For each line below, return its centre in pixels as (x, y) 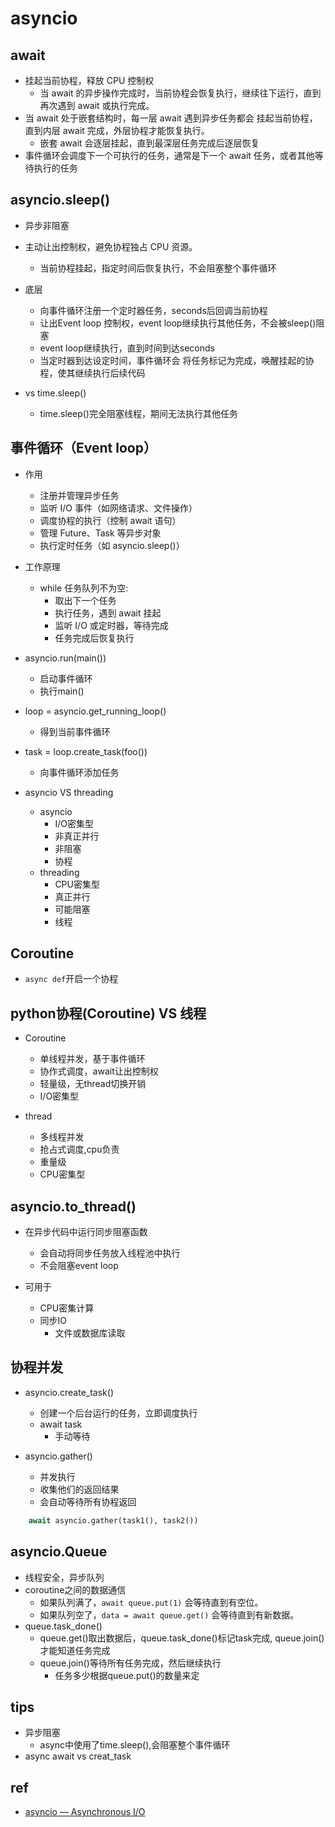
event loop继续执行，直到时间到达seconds (127, 348)
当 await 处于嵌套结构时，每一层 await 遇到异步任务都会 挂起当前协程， (171, 118)
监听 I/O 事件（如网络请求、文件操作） (118, 508)
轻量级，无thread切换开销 (93, 1084)
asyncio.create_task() (69, 1392)
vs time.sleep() (55, 393)
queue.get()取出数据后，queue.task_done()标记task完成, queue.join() (182, 1638)
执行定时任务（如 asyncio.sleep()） (112, 545)
